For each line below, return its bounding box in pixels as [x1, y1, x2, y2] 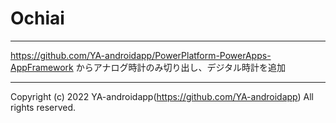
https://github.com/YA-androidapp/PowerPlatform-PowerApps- [10, 49, 272, 61]
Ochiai [10, 7, 65, 30]
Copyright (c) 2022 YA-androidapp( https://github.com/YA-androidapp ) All [10, 90, 314, 102]
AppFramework [10, 61, 74, 73]
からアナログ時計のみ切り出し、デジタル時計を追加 [75, 61, 287, 73]
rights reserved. [10, 101, 77, 113]
